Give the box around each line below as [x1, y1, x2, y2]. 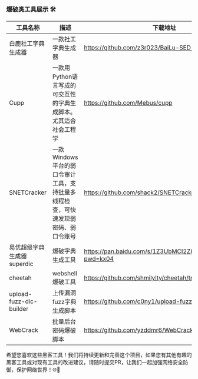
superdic [9, 260, 34, 268]
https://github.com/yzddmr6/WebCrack [84, 326, 193, 334]
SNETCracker [9, 188, 47, 197]
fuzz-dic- [9, 297, 38, 305]
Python [52, 72, 72, 81]
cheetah [9, 274, 32, 282]
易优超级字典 [9, 243, 45, 251]
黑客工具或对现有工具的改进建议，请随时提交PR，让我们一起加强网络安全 [6, 359, 183, 366]
